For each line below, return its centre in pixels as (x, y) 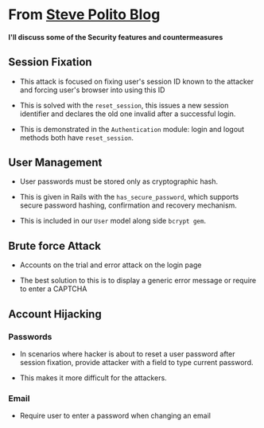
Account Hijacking (55, 314)
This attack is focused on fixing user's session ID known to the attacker (137, 81)
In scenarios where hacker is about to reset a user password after (128, 354)
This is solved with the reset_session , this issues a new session (124, 105)
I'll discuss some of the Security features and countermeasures (116, 37)
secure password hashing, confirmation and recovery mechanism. (128, 205)
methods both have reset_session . (76, 138)
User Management (55, 162)
